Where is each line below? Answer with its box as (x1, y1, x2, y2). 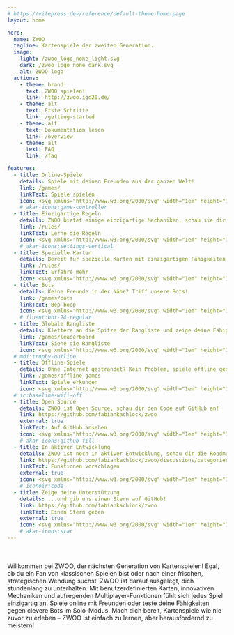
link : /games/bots (19, 294, 73, 302)
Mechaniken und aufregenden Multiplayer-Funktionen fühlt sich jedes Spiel (7, 591, 223, 599)
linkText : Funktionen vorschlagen (19, 463, 120, 470)
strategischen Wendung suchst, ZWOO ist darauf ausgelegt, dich (7, 576, 194, 585)
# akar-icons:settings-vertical (19, 243, 114, 250)
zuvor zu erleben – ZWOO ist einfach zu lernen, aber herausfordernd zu (7, 613, 214, 622)
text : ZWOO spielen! (25, 88, 86, 95)
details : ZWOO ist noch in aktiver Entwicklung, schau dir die (19, 450, 208, 457)
